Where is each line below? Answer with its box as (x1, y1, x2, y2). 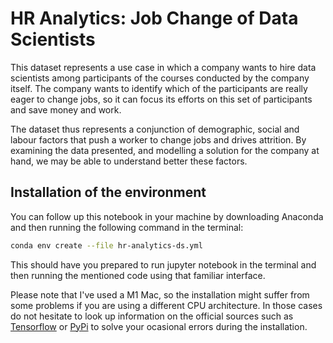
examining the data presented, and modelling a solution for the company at (10, 144, 320, 156)
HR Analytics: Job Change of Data (10, 7, 299, 30)
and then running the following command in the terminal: (10, 221, 244, 233)
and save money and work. (10, 103, 122, 116)
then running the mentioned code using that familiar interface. (10, 269, 266, 281)
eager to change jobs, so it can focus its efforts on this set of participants (10, 93, 313, 105)
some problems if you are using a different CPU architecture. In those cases (10, 299, 323, 311)
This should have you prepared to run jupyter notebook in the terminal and (10, 258, 317, 271)
